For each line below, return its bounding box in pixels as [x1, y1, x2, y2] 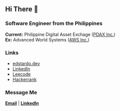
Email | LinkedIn [5, 100, 39, 106]
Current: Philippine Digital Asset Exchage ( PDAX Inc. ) [5, 31, 116, 37]
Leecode [12, 71, 31, 77]
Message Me [5, 88, 37, 95]
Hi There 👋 [5, 5, 38, 13]
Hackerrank [12, 76, 37, 82]
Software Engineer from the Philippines [5, 20, 102, 27]
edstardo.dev [12, 60, 40, 66]
